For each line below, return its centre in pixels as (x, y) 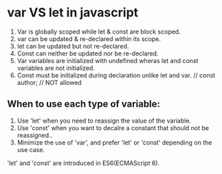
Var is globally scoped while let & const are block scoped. (99, 32)
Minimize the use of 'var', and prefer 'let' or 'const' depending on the (114, 142)
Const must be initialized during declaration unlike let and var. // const (116, 75)
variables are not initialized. (56, 68)
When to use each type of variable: (84, 104)
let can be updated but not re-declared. (73, 46)
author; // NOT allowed (49, 82)
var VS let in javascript (73, 13)
